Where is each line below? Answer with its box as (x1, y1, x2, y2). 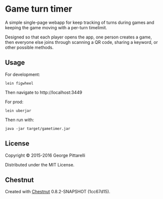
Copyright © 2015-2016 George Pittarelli (5, 152, 86, 158)
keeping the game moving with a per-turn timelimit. (5, 24, 107, 30)
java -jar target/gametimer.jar (5, 126, 70, 131)
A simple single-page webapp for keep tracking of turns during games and (5, 19, 154, 25)
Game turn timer (5, 3, 72, 15)
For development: (5, 72, 40, 77)
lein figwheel (5, 81, 34, 86)
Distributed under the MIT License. (5, 162, 75, 167)
